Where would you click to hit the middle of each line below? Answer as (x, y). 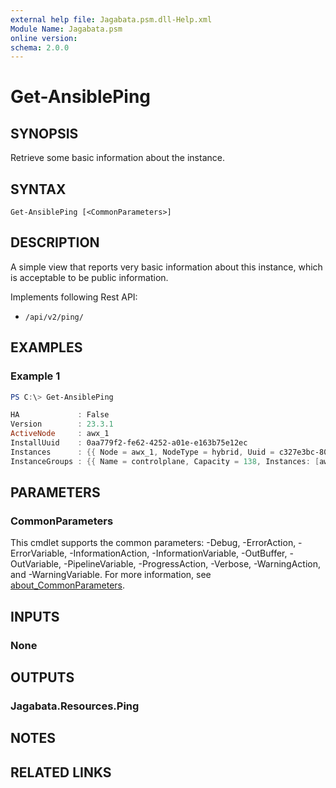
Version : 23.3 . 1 (62, 424)
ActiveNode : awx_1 (60, 434)
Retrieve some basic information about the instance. (117, 158)
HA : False (60, 415)
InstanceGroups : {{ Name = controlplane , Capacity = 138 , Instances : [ (165, 461)
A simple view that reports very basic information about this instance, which (166, 267)
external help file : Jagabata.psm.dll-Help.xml (111, 19)
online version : (44, 38)
